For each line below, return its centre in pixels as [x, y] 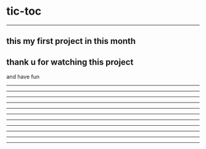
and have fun [23, 77]
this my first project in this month [71, 41]
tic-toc [24, 11]
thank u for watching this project [70, 62]
